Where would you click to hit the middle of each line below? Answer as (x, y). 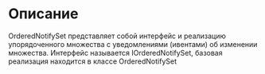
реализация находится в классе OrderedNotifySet (93, 61)
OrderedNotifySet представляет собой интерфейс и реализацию (117, 36)
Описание (43, 14)
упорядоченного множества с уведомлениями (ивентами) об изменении (133, 44)
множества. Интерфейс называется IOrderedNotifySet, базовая (115, 53)
